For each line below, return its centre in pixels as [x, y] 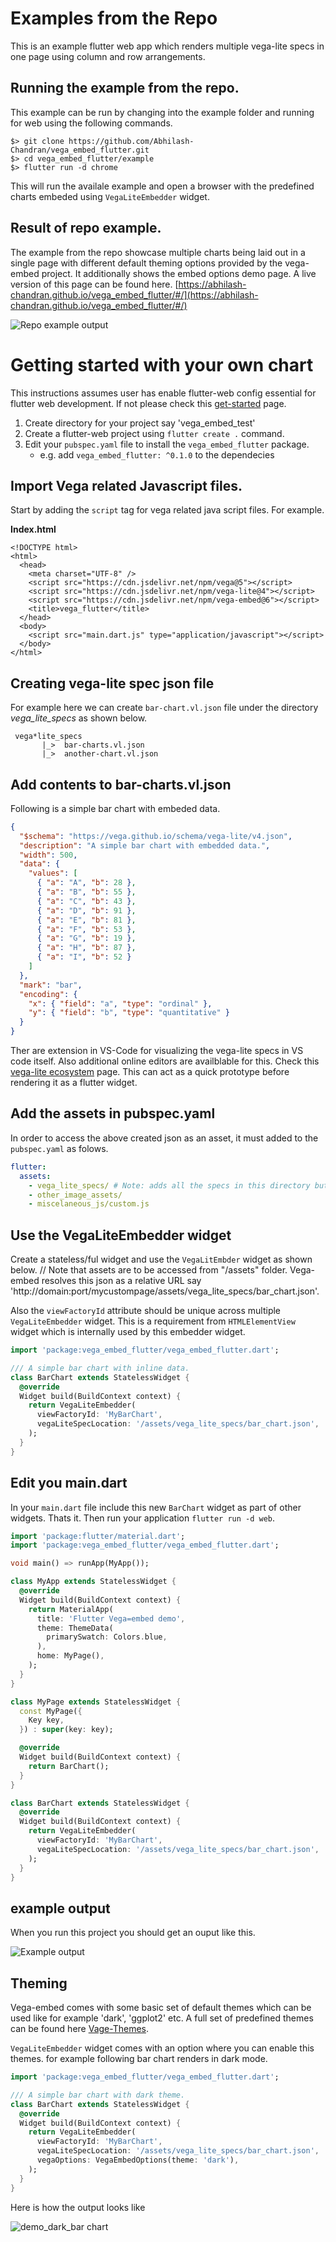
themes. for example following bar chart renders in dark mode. [139, 2058]
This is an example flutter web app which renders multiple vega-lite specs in [167, 46]
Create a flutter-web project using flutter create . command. [154, 433]
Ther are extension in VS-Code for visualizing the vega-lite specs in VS [157, 1051]
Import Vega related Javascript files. [126, 485]
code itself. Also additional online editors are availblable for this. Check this [165, 1061]
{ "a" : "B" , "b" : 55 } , [86, 892]
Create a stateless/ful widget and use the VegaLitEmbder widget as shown [161, 1259]
